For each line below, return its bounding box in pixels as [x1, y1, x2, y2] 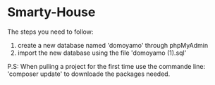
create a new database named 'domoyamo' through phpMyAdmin [17, 41, 209, 49]
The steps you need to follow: [7, 27, 94, 36]
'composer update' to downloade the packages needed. [7, 70, 171, 78]
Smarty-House [7, 4, 96, 20]
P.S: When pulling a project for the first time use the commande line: [7, 62, 206, 70]
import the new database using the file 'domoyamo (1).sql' [17, 48, 187, 57]
